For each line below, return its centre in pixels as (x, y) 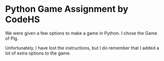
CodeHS (23, 19)
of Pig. (12, 38)
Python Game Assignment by (67, 9)
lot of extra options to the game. (38, 53)
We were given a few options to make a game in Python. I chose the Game (81, 33)
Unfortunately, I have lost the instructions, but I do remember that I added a (82, 48)
